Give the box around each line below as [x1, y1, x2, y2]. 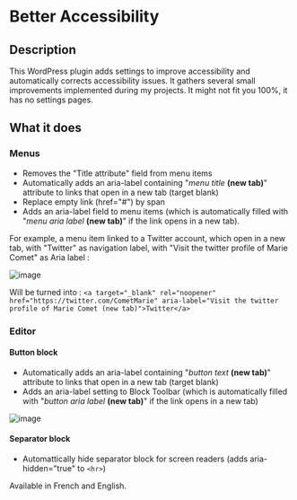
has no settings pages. [9, 94, 94, 105]
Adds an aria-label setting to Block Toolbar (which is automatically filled [22, 386, 288, 397]
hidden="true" [22, 463, 76, 474]
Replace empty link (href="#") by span [22, 196, 166, 207]
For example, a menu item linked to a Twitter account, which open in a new [9, 232, 286, 243]
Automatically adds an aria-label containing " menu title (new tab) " [22, 177, 267, 188]
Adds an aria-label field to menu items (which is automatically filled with [22, 206, 289, 216]
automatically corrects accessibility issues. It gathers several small [9, 75, 256, 86]
